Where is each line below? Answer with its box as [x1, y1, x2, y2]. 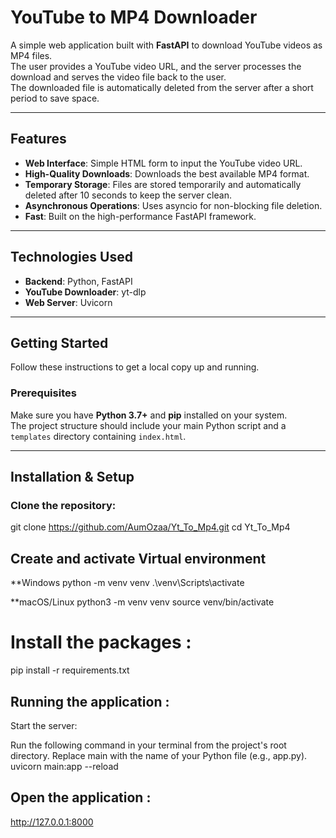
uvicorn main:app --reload [10, 760, 119, 772]
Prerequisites [10, 386, 77, 400]
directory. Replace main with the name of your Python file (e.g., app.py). [10, 749, 308, 761]
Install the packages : [10, 631, 192, 654]
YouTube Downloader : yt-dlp [24, 286, 147, 298]
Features [10, 131, 67, 148]
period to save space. [10, 92, 100, 104]
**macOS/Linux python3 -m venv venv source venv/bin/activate [10, 596, 275, 608]
